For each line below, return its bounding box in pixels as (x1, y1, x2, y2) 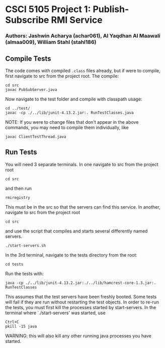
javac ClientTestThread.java (5, 134, 66, 139)
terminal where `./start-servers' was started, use (5, 310, 106, 316)
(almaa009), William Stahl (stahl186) (5, 39, 97, 46)
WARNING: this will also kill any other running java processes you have (5, 332, 152, 339)
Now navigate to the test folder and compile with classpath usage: (5, 96, 142, 102)
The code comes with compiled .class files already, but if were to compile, (5, 67, 160, 74)
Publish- (93, 4, 129, 15)
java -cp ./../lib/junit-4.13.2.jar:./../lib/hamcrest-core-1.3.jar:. (5, 280, 156, 285)
